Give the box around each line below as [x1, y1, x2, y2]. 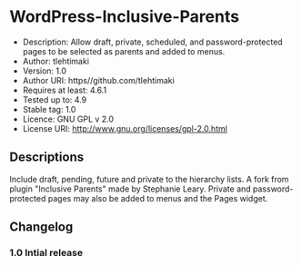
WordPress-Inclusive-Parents [9, 6, 239, 27]
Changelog [9, 220, 74, 235]
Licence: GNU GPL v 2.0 [22, 113, 115, 124]
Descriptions [9, 150, 85, 165]
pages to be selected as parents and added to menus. [22, 45, 226, 56]
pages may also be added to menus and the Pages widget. [47, 192, 268, 203]
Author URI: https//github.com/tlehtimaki [22, 74, 175, 85]
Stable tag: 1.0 [22, 103, 76, 114]
